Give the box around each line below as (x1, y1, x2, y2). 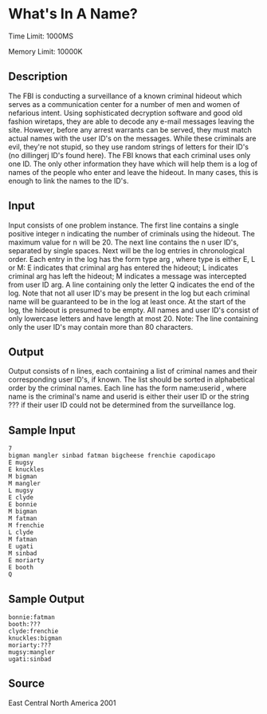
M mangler (8, 480, 41, 488)
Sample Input (8, 423, 76, 437)
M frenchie (8, 522, 45, 530)
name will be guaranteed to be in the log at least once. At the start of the (8, 296, 246, 306)
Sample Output (8, 592, 85, 605)
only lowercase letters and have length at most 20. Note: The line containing (8, 313, 259, 323)
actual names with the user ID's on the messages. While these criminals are (8, 133, 257, 143)
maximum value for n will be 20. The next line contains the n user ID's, (8, 237, 239, 247)
